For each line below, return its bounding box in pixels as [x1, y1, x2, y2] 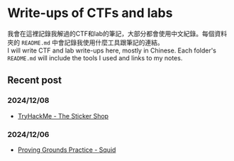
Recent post [7, 74, 62, 87]
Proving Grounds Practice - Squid [17, 145, 116, 154]
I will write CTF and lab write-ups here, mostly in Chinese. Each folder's [7, 46, 217, 55]
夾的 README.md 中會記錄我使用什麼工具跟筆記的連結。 [7, 38, 165, 47]
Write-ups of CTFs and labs [7, 5, 173, 21]
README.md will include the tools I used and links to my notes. [7, 53, 183, 62]
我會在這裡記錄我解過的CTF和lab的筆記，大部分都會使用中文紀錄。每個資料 [7, 29, 228, 38]
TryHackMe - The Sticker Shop [17, 111, 108, 120]
